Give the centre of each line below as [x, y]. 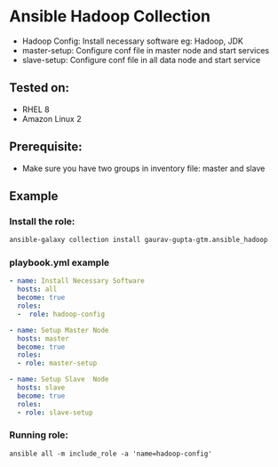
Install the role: [42, 221]
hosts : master [43, 338]
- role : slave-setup [55, 412]
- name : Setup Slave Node [59, 380]
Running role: [39, 435]
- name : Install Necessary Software [77, 281]
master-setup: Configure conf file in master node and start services [146, 50]
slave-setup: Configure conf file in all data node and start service [141, 60]
